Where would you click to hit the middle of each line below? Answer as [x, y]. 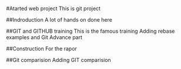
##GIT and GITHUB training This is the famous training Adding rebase [90, 31]
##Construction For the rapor [42, 49]
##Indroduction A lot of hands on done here [59, 20]
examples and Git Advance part [44, 37]
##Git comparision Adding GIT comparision [59, 60]
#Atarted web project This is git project [53, 8]
